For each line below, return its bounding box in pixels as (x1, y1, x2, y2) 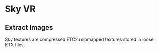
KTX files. (5, 42, 25, 48)
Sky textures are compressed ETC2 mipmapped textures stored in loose (5, 36, 154, 42)
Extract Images (5, 23, 53, 32)
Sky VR (5, 3, 36, 15)
